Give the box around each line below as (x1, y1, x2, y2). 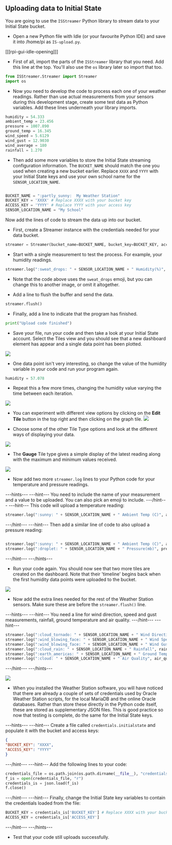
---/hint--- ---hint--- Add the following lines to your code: (5, 761, 127, 767)
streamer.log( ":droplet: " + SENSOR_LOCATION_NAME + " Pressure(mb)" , (5, 546, 159, 551)
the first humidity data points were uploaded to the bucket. (12, 577, 137, 583)
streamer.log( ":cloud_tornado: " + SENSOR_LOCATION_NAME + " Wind (5, 632, 150, 638)
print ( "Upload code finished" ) (5, 320, 72, 325)
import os (5, 79, 27, 84)
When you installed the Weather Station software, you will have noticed (12, 685, 163, 691)
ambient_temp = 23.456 (5, 119, 54, 124)
